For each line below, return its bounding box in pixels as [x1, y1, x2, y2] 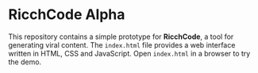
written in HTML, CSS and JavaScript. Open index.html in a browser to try [8, 48, 251, 58]
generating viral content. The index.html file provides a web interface [8, 40, 236, 49]
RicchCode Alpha [8, 6, 125, 24]
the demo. [8, 57, 42, 67]
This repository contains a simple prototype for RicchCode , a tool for [8, 32, 234, 41]
